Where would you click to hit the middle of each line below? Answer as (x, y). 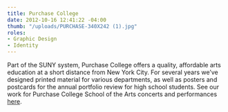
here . (15, 101)
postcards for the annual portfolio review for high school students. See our (113, 87)
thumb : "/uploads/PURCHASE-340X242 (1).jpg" (72, 26)
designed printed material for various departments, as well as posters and (112, 79)
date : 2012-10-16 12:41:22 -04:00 (57, 20)
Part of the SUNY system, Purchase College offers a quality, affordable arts (114, 65)
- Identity (23, 45)
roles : (17, 33)
